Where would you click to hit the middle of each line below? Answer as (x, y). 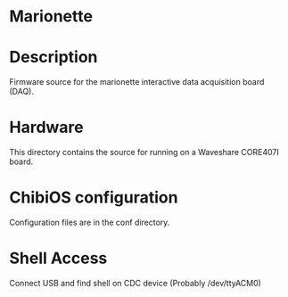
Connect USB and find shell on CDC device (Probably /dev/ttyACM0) (135, 283)
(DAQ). (21, 92)
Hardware (46, 128)
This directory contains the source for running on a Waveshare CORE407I (144, 153)
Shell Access (58, 258)
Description (53, 58)
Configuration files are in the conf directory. (90, 222)
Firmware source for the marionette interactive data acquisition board (137, 82)
